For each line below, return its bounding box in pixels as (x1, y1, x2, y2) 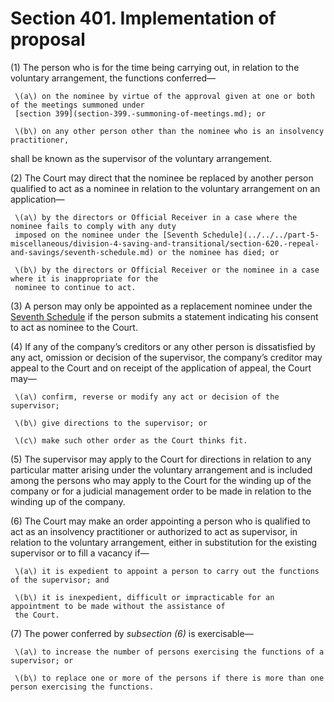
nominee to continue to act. (14, 282, 137, 292)
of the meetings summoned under (10, 100, 145, 110)
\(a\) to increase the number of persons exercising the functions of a (14, 647, 325, 657)
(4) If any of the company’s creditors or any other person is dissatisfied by (10, 340, 316, 352)
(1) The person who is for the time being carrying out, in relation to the (10, 61, 300, 73)
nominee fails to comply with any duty (10, 221, 177, 231)
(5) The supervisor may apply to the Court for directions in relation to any (10, 453, 312, 465)
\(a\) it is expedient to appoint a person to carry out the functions (14, 566, 320, 576)
